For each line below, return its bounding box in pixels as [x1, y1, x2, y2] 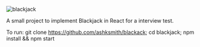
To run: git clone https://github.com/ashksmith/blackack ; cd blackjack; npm [6, 29, 195, 36]
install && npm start [6, 35, 55, 42]
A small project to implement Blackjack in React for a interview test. [6, 17, 174, 24]
